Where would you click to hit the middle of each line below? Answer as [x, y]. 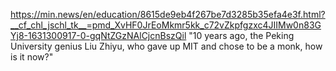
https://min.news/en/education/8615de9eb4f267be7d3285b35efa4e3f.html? [168, 14]
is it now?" [32, 57]
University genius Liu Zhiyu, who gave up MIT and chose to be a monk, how [166, 46]
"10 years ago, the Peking [241, 35]
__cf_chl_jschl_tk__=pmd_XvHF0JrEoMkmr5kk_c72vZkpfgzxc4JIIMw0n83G [166, 25]
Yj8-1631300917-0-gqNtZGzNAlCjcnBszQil [98, 35]
